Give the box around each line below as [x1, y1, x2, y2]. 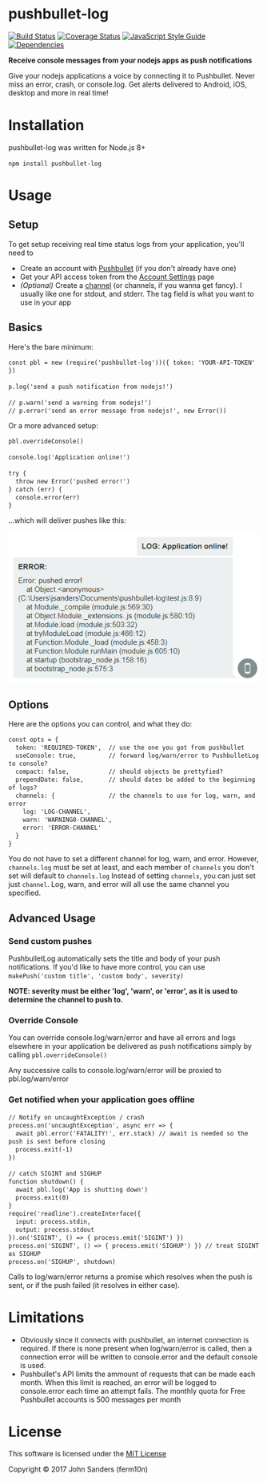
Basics [8, 321, 42, 334]
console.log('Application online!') [8, 453, 130, 461]
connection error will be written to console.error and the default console [19, 1352, 258, 1362]
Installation [8, 116, 85, 135]
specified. [8, 888, 42, 898]
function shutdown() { [8, 1177, 84, 1185]
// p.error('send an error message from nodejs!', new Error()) [8, 407, 227, 415]
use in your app [19, 298, 72, 307]
